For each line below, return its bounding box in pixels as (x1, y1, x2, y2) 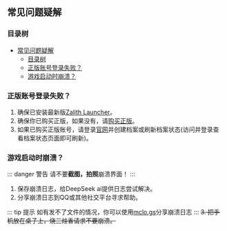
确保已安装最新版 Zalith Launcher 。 (17, 108, 117, 116)
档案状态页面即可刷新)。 (23, 133, 92, 142)
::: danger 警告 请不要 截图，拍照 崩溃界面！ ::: (7, 170, 136, 178)
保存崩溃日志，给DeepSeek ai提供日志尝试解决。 (17, 185, 157, 193)
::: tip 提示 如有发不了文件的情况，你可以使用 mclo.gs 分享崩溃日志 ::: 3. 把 (7, 208, 214, 216)
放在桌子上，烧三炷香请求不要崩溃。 (12, 216, 116, 225)
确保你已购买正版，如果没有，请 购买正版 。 (17, 116, 139, 124)
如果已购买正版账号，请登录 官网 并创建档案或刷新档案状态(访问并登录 (17, 125, 213, 133)
